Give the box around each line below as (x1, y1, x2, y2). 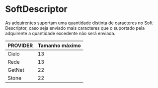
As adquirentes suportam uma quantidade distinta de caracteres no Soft (5, 20, 153, 26)
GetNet (7, 66, 25, 73)
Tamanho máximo (37, 42, 81, 49)
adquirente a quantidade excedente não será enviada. (5, 30, 116, 36)
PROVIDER (7, 42, 33, 49)
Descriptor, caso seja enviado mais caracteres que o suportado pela (5, 25, 145, 31)
